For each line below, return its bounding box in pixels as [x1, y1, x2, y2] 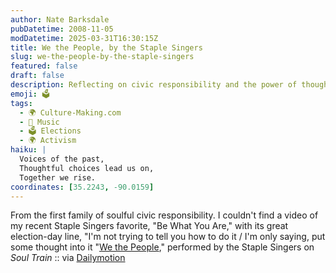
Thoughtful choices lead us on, [19, 163, 155, 173]
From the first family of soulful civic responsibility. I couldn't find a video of [10, 209, 319, 221]
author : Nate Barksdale [10, 14, 110, 25]
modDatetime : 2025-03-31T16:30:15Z [10, 33, 159, 43]
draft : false [10, 71, 65, 81]
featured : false [10, 61, 78, 71]
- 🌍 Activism [19, 136, 77, 146]
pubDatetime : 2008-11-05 [10, 24, 114, 34]
